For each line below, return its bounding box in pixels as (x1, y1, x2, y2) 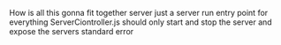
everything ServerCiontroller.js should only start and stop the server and (9, 17, 272, 27)
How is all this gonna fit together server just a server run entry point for (9, 8, 269, 18)
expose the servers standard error (9, 26, 134, 36)
